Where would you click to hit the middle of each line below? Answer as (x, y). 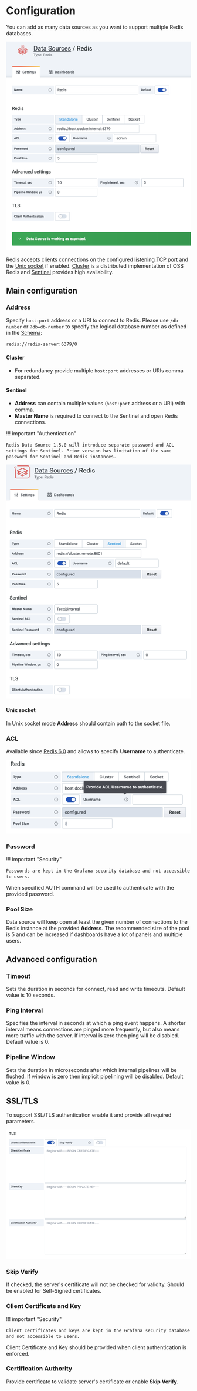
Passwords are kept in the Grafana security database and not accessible (98, 871)
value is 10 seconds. (30, 995)
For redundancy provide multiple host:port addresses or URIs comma (99, 370)
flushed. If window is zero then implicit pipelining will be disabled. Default (95, 1076)
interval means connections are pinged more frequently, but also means (93, 1029)
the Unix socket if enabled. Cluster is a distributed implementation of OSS (95, 266)
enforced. (18, 1353)
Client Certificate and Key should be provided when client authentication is (96, 1347)
